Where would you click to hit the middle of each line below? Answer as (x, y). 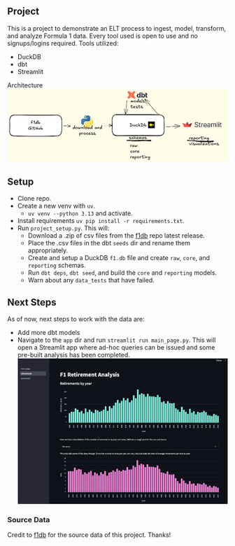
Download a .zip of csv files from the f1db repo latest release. (116, 236)
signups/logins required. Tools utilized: (63, 43)
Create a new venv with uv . (56, 206)
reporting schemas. (57, 266)
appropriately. (48, 250)
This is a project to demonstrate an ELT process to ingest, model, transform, (116, 28)
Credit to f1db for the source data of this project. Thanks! (89, 535)
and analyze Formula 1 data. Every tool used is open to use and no (102, 36)
